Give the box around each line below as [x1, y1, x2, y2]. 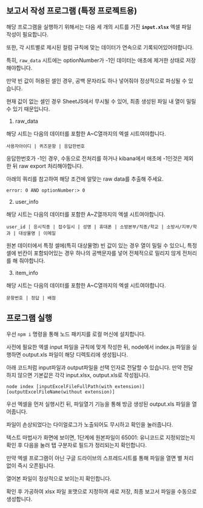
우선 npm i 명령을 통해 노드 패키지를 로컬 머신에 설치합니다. [6, 330, 146, 338]
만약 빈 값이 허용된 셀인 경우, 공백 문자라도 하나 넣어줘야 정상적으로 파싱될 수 [6, 77, 187, 84]
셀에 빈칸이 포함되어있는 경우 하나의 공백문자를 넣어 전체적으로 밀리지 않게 [6, 249, 181, 257]
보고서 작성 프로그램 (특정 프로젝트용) [6, 5, 138, 16]
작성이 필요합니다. [6, 30, 49, 38]
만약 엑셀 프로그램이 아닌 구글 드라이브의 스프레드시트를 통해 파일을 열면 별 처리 [6, 454, 194, 461]
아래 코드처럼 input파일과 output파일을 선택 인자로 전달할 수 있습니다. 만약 [6, 364, 182, 371]
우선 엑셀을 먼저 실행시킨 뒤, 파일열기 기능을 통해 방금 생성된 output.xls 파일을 [6, 400, 191, 408]
